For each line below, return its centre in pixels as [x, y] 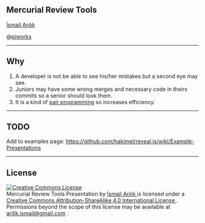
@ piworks [19, 37]
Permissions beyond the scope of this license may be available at [88, 207]
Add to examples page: [35, 141]
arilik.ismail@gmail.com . [38, 213]
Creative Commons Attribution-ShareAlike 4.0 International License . [92, 200]
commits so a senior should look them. [64, 95]
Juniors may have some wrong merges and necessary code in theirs [101, 89]
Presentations [24, 148]
